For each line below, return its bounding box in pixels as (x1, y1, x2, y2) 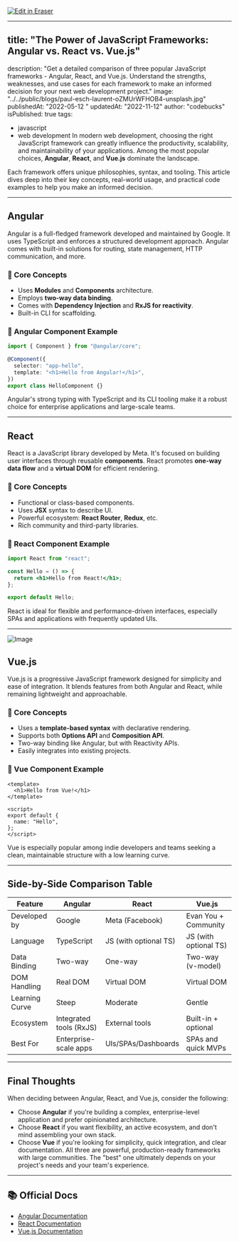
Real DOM (55, 977, 90, 987)
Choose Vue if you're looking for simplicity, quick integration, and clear (17, 1138, 227, 1147)
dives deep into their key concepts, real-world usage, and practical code (7, 175, 221, 183)
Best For (11, 1039, 39, 1049)
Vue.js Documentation (17, 1227, 83, 1236)
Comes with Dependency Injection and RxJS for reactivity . (17, 301, 193, 310)
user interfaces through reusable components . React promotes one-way (7, 457, 222, 465)
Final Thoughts (7, 1075, 76, 1087)
